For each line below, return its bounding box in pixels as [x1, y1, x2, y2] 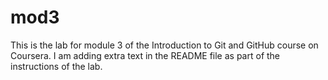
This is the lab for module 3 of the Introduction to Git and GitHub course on [10, 39, 319, 51]
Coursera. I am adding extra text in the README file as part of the [10, 49, 281, 61]
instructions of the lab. [10, 60, 103, 72]
